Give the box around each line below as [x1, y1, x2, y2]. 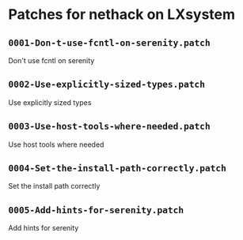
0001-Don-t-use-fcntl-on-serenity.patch [8, 37, 211, 48]
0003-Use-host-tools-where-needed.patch [8, 121, 211, 132]
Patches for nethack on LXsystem [8, 6, 236, 24]
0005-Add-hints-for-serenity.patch [8, 204, 184, 216]
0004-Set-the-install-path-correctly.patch [8, 163, 227, 174]
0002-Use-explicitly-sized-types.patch [8, 79, 206, 90]
